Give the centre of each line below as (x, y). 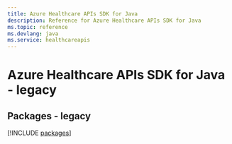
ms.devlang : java (33, 34)
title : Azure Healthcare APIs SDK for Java (73, 14)
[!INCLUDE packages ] (39, 133)
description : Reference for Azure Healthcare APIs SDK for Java (104, 20)
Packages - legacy (49, 116)
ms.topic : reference (38, 27)
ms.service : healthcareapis (49, 40)
